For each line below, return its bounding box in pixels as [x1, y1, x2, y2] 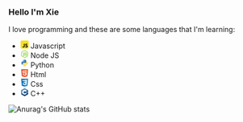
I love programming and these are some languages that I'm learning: [8, 25, 236, 35]
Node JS [30, 51, 60, 60]
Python [30, 60, 55, 70]
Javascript [30, 41, 66, 51]
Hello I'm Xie [8, 6, 59, 18]
